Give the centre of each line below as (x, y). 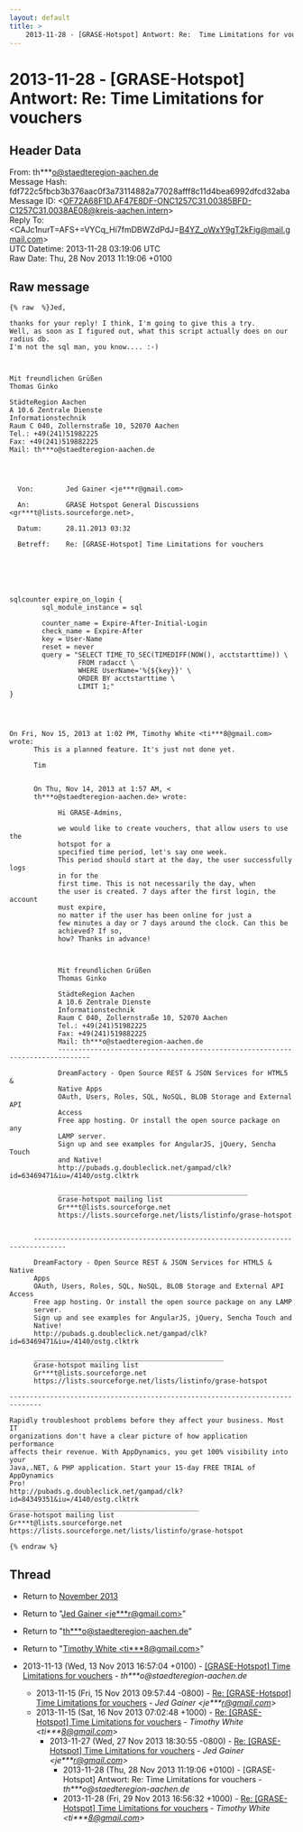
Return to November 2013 (70, 1596)
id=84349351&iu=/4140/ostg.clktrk (74, 1500)
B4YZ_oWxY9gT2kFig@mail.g (234, 230)
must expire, (82, 907)
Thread (30, 1574)
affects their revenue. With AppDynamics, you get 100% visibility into (149, 1452)
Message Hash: (38, 182)
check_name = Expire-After (92, 631)
